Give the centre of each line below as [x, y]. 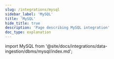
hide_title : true [23, 23]
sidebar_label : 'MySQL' [29, 14]
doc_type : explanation [28, 32]
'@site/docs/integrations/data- [76, 46]
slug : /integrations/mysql [32, 10]
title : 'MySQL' [20, 19]
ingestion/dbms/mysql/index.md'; [39, 51]
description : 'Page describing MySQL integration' [57, 28]
